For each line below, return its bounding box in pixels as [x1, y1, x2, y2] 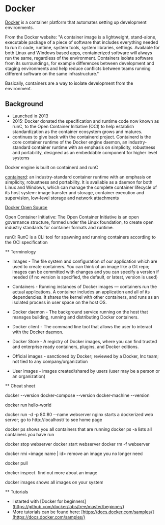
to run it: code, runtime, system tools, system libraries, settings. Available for [5, 44, 160, 50]
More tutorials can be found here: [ [12, 509, 83, 515]
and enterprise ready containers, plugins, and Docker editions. [12, 344, 139, 350]
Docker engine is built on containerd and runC [5, 164, 98, 170]
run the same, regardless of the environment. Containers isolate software [5, 55, 153, 61]
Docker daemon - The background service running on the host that [12, 309, 148, 315]
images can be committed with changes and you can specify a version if [12, 269, 159, 275]
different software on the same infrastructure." [5, 70, 99, 76]
